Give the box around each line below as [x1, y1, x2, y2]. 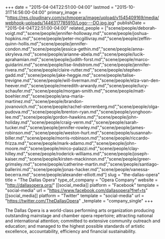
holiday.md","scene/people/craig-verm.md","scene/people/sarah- [5, 119, 139, 125]
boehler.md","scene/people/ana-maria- [5, 93, 85, 99]
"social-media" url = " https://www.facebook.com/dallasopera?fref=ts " [5, 187, 148, 193]
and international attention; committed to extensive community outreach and [5, 218, 161, 224]
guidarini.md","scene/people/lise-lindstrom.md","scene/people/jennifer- [5, 62, 151, 68]
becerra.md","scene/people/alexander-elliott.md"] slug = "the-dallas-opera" [5, 172, 160, 177]
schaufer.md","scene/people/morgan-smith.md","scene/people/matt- [5, 88, 146, 94]
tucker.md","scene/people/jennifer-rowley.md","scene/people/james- [5, 125, 145, 130]
